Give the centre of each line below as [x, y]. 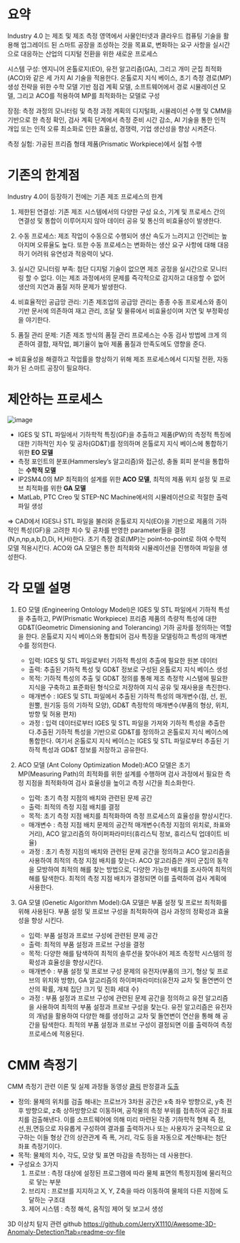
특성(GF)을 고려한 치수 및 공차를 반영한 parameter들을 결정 [103, 530]
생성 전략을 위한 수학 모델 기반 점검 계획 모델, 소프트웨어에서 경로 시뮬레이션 [113, 86]
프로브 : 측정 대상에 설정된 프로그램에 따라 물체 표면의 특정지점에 [118, 1173]
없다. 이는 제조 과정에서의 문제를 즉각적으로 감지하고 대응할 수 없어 [133, 278]
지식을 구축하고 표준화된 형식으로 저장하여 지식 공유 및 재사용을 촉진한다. [129, 687]
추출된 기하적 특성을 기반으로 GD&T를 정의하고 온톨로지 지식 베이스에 [132, 732]
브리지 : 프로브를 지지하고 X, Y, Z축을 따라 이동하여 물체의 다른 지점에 [125, 1191]
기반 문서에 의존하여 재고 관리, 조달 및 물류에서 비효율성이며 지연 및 [111, 311]
